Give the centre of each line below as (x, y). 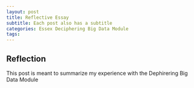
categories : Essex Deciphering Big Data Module (68, 29)
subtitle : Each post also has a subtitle (59, 23)
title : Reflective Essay (38, 17)
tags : (13, 34)
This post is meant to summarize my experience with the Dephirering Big (97, 73)
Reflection (26, 59)
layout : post (23, 12)
